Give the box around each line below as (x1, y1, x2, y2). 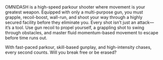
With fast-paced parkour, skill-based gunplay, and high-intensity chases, (5, 45, 152, 50)
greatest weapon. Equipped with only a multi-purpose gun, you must (5, 9, 143, 15)
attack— (137, 19, 154, 25)
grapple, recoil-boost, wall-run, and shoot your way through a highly (5, 15, 143, 20)
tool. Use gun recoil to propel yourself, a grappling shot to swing (15, 25, 144, 30)
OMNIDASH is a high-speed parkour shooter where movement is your (5, 4, 145, 10)
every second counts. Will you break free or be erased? (5, 49, 117, 55)
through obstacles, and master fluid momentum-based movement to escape (5, 30, 159, 35)
